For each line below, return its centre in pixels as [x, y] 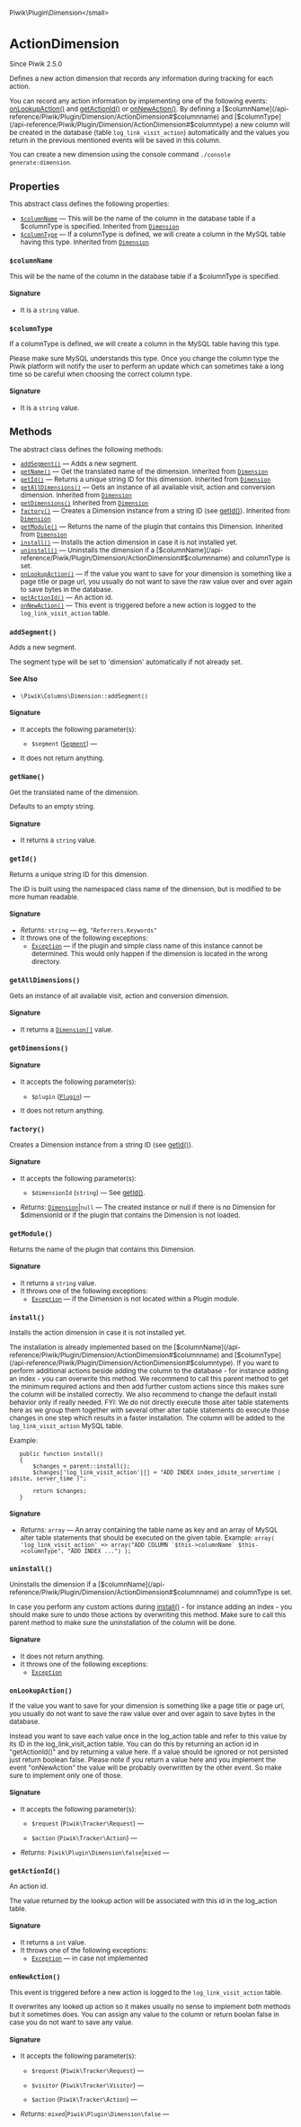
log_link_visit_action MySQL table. [66, 1426]
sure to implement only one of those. [66, 1775]
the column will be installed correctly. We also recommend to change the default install [143, 1395]
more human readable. [44, 897]
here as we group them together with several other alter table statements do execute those [150, 1411]
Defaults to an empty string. [53, 807]
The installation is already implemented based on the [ [93, 1348]
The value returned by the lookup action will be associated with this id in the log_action [143, 1901]
